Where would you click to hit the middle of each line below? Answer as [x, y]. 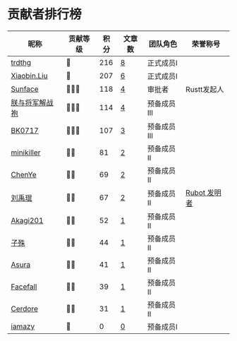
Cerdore [25, 309]
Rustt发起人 [205, 89]
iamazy [23, 326]
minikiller [26, 152]
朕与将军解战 [32, 102]
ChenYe [24, 174]
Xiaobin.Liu [29, 76]
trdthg [21, 62]
